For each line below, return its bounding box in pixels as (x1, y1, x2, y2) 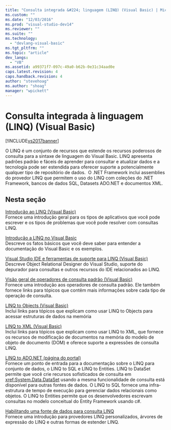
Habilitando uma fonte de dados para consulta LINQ (5, 408, 115, 414)
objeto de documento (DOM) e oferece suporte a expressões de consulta (5, 340, 159, 346)
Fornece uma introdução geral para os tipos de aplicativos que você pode (5, 214, 160, 220)
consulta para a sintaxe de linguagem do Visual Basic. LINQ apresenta (5, 153, 153, 159)
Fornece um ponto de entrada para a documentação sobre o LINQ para (5, 361, 155, 367)
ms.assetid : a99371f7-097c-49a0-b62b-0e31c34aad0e (5, 64, 115, 69)
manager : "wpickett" (5, 88, 49, 93)
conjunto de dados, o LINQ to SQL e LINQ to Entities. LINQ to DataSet (5, 366, 151, 372)
